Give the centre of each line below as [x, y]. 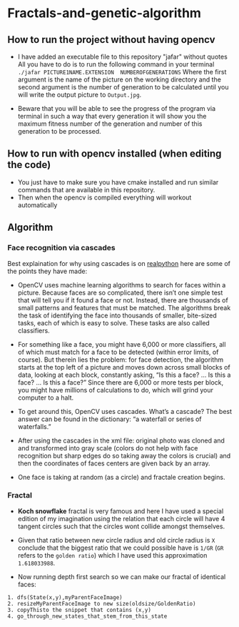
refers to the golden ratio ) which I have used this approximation [112, 555]
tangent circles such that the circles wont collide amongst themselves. [121, 526]
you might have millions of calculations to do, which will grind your [116, 390]
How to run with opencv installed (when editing [115, 154]
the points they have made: [47, 271]
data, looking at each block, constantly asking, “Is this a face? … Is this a [124, 375]
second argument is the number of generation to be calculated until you [123, 87]
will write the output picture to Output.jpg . [80, 95]
